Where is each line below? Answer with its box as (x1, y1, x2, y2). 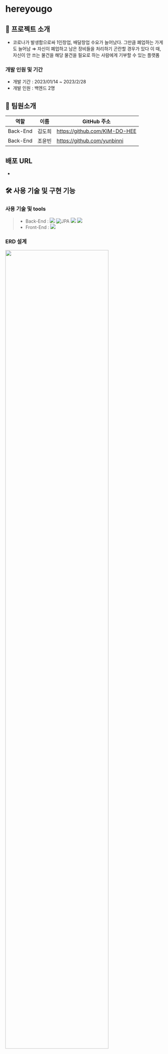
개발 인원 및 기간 (5, 66, 43, 73)
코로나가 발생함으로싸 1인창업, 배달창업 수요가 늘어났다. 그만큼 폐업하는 (12, 39, 154, 45)
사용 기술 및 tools (5, 205, 46, 212)
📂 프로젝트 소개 (5, 25, 50, 33)
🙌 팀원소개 (5, 101, 37, 110)
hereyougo (5, 3, 53, 15)
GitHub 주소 (82, 118, 111, 125)
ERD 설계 (5, 238, 27, 245)
